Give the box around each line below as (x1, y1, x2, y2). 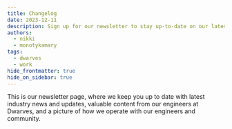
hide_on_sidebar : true (7, 73, 72, 81)
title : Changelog (7, 10, 57, 17)
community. (7, 115, 41, 123)
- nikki (13, 36, 36, 43)
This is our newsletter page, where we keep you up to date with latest (7, 93, 205, 101)
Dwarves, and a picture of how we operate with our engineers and (7, 107, 195, 115)
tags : (7, 49, 23, 56)
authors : (7, 29, 32, 36)
